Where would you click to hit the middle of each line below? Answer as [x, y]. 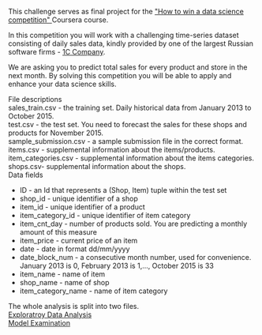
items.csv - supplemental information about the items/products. [112, 150]
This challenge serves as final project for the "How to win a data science [126, 11]
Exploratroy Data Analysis [50, 314]
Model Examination [39, 323]
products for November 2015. [56, 133]
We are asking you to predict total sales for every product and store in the [128, 67]
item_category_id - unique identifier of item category [105, 215]
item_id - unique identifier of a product [82, 207]
